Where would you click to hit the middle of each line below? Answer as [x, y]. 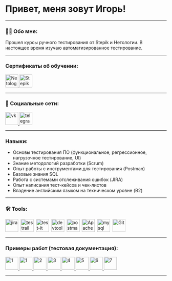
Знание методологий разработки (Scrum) [58, 163]
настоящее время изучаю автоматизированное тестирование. [74, 48]
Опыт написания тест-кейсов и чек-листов [59, 185]
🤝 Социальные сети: [32, 104]
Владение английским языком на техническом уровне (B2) [78, 191]
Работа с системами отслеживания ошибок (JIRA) [68, 179]
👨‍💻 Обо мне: [21, 31]
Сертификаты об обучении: [42, 66]
